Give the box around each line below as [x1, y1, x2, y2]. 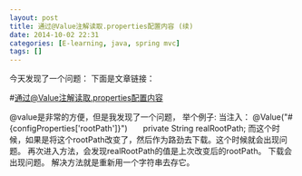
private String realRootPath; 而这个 [142, 123, 272, 134]
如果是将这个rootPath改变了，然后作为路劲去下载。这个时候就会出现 [24, 134, 280, 145]
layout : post [9, 13, 59, 23]
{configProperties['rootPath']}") [9, 123, 129, 134]
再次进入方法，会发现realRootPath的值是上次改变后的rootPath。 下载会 [26, 146, 293, 157]
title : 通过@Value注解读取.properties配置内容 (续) [9, 22, 194, 31]
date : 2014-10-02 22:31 [9, 30, 100, 39]
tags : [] [9, 47, 43, 56]
